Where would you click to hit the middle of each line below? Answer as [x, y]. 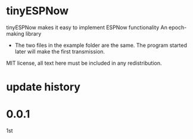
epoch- [178, 27]
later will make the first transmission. [60, 51]
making [15, 33]
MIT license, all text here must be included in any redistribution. [84, 63]
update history [43, 87]
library [33, 33]
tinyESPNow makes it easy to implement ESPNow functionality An [87, 27]
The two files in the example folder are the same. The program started [101, 45]
